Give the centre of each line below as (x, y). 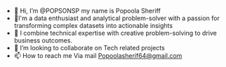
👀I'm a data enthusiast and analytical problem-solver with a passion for (117, 18)
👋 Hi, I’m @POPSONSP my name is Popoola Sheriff (87, 11)
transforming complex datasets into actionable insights (93, 25)
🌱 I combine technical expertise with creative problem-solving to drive (115, 33)
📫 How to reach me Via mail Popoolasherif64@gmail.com (98, 55)
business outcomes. (43, 40)
